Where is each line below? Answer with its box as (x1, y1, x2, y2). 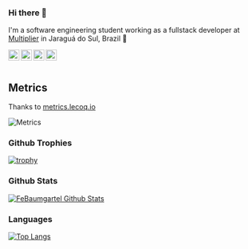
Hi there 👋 (8, 7, 48, 18)
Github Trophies (8, 137, 73, 148)
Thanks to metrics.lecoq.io (8, 102, 96, 112)
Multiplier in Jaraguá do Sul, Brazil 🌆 (8, 34, 128, 43)
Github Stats (8, 176, 58, 187)
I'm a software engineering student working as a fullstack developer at (8, 26, 241, 35)
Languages (8, 213, 53, 224)
